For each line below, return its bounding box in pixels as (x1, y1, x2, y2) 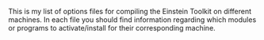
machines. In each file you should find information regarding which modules (8, 15, 257, 24)
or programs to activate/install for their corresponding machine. (8, 24, 216, 32)
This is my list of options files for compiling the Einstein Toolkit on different (8, 7, 252, 16)
